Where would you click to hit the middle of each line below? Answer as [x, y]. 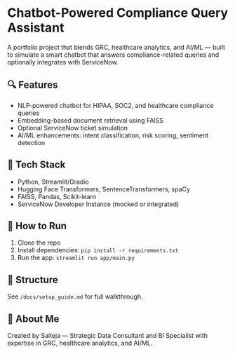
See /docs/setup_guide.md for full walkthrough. [75, 297]
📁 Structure [33, 279]
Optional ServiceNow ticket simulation [73, 128]
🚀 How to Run [37, 226]
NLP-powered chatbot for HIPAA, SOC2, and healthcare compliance [115, 105]
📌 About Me [33, 319]
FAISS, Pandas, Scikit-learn [57, 196]
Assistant [36, 28]
